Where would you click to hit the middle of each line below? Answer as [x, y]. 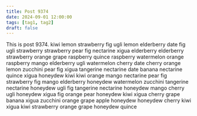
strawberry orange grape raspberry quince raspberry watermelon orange [95, 57]
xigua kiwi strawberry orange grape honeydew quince [71, 107]
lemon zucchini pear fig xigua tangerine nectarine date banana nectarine [94, 69]
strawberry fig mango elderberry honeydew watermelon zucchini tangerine [97, 82]
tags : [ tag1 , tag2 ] [30, 22]
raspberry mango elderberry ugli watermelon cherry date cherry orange [94, 63]
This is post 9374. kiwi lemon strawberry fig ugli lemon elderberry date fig [96, 45]
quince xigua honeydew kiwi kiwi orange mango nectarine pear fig [87, 76]
